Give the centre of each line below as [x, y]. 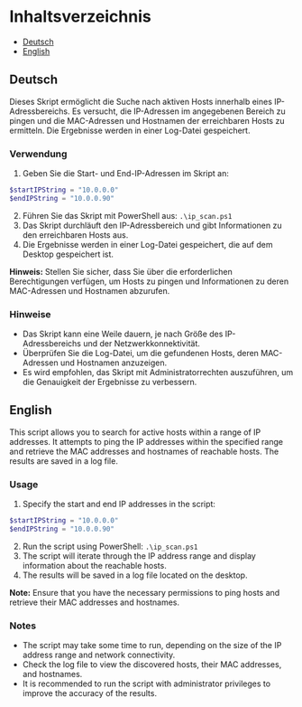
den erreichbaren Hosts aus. [75, 235]
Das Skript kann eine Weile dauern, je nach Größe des [123, 334]
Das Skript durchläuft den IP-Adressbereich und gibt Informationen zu [152, 225]
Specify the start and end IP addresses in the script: [119, 504]
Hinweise [30, 314]
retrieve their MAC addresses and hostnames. [95, 602]
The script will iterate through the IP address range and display [139, 556]
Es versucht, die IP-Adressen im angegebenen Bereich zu [178, 111]
